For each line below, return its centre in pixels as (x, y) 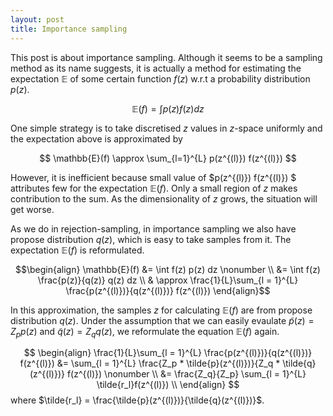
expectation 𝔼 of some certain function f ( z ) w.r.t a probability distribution (160, 78)
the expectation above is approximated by (96, 138)
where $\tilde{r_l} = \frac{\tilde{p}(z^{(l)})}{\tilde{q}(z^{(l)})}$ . (137, 400)
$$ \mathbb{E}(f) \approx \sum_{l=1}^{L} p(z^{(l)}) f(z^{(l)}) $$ (168, 158)
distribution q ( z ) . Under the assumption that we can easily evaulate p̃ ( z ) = (162, 320)
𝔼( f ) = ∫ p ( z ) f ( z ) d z (168, 108)
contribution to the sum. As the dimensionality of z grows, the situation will (164, 198)
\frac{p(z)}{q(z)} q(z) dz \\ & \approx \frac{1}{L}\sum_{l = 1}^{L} (168, 280)
